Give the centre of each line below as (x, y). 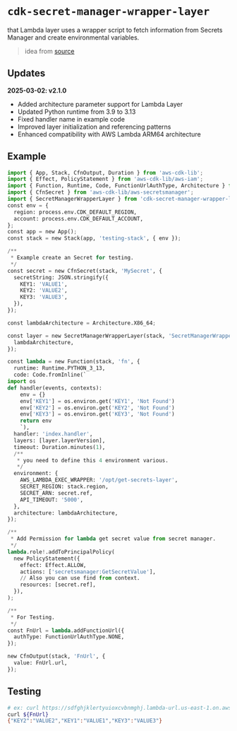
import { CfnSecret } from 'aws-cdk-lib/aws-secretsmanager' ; (101, 192)
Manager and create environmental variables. (73, 37)
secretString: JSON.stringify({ (61, 277)
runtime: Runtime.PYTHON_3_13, (60, 368)
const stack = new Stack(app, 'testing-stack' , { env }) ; (94, 238)
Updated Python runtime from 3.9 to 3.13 (77, 112)
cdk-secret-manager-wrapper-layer (109, 12)
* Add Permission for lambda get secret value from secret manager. (113, 539)
